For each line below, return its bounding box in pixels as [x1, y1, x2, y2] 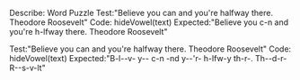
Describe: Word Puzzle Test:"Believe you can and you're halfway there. [9, 8, 274, 18]
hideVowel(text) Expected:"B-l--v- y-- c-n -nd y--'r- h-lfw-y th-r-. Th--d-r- [9, 53, 287, 63]
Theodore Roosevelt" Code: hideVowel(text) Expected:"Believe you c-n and [9, 17, 289, 28]
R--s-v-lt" [9, 62, 47, 73]
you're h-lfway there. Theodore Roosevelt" [9, 27, 168, 36]
